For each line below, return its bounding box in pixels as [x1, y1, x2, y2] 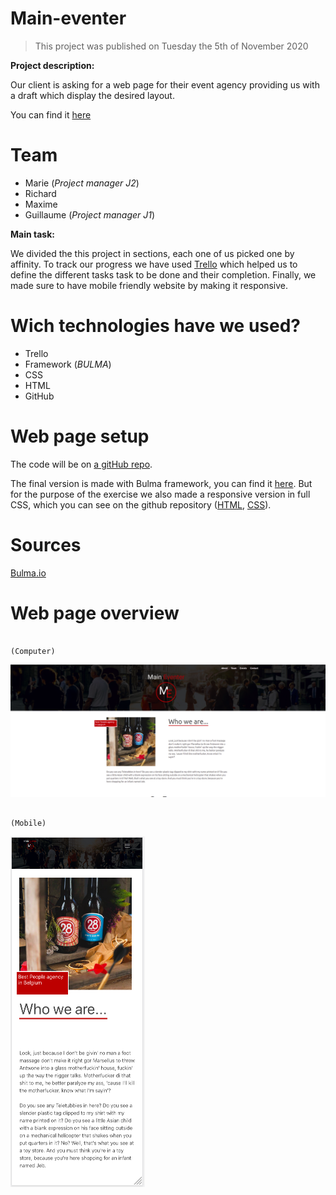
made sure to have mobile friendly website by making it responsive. [10, 279, 289, 291]
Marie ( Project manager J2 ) [24, 177, 140, 189]
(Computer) [10, 646, 56, 656]
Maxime [24, 198, 58, 210]
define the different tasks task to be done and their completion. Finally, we [10, 268, 317, 281]
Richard [24, 187, 57, 199]
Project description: [10, 59, 95, 71]
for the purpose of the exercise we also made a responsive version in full [10, 488, 311, 500]
